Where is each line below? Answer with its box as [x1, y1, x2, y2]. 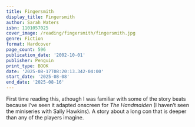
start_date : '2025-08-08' [6, 74, 70, 80]
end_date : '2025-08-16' [6, 80, 65, 85]
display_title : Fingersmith [6, 14, 75, 20]
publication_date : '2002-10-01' [6, 52, 85, 58]
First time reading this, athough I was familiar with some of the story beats [6, 95, 186, 102]
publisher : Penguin [6, 57, 54, 63]
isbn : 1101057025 [6, 25, 49, 31]
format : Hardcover [6, 42, 51, 47]
